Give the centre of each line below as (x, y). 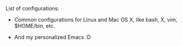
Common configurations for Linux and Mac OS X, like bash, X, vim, (96, 20)
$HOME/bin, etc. (34, 26)
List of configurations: (33, 8)
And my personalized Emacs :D (53, 37)
